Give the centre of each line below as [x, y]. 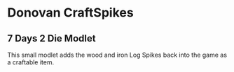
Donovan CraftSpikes [71, 13]
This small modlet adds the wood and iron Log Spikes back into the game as [117, 55]
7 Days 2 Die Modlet [51, 38]
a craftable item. [31, 62]
